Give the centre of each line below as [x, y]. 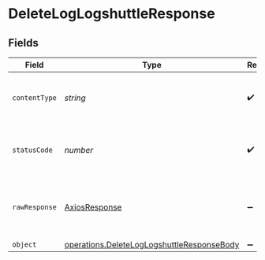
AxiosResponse [93, 207]
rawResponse [35, 207]
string [75, 98]
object [24, 245]
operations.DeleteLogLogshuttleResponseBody [152, 245]
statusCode [32, 150]
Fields [24, 43]
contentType [35, 98]
